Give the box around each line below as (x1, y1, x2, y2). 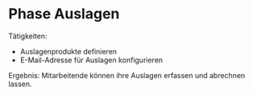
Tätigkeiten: (8, 31, 48, 41)
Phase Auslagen (8, 5, 120, 23)
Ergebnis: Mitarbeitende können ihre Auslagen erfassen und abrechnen (8, 70, 246, 80)
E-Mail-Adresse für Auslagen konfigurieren (19, 55, 164, 65)
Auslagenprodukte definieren (19, 46, 118, 56)
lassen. (8, 79, 32, 89)
